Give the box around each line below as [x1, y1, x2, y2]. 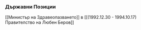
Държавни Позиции [5, 3, 56, 10]
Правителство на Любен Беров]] [5, 19, 74, 25]
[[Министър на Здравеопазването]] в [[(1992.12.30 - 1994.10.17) [5, 15, 137, 20]
